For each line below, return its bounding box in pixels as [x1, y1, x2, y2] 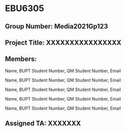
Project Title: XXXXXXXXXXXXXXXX [5, 38, 122, 46]
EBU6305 [5, 3, 45, 14]
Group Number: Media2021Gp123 [5, 22, 108, 30]
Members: [5, 55, 37, 63]
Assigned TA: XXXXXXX [5, 119, 81, 128]
